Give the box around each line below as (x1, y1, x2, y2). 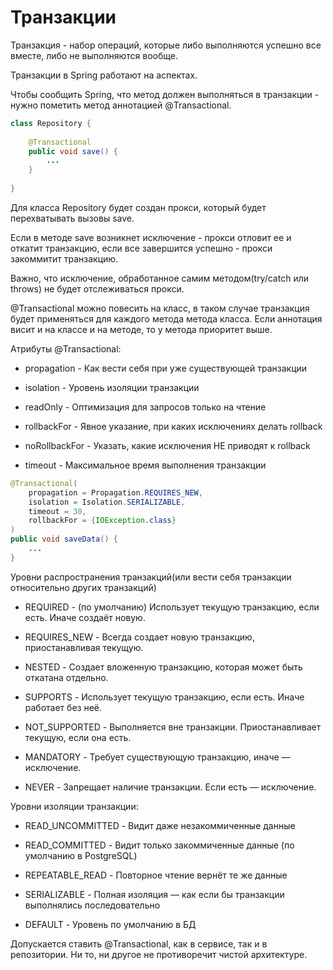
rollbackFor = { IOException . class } (28, 516, 177, 526)
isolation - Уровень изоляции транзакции (24, 381, 200, 393)
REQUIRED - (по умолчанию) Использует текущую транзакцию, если (24, 601, 320, 613)
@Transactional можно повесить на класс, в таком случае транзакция (10, 302, 310, 314)
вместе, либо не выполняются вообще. (10, 49, 178, 61)
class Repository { (10, 118, 92, 128)
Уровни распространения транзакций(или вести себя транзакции (10, 571, 292, 583)
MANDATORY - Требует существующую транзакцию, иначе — (24, 751, 291, 763)
